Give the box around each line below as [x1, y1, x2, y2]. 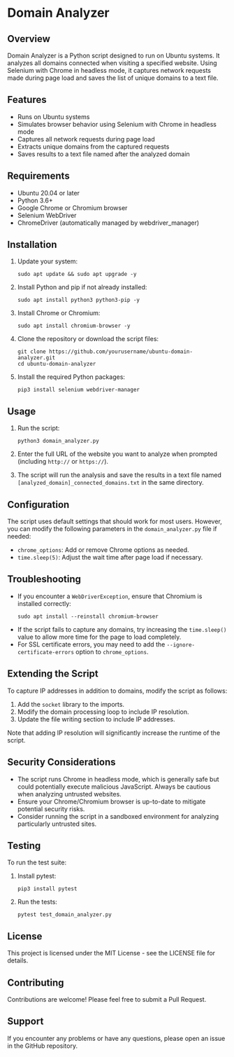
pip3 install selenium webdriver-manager [17, 387, 140, 394]
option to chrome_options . [75, 647, 149, 656]
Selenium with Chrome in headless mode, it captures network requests [7, 67, 212, 74]
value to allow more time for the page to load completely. [17, 633, 182, 641]
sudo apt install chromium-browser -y [17, 322, 131, 330]
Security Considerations [7, 757, 117, 768]
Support [7, 1016, 44, 1028]
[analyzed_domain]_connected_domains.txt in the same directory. [17, 478, 204, 487]
